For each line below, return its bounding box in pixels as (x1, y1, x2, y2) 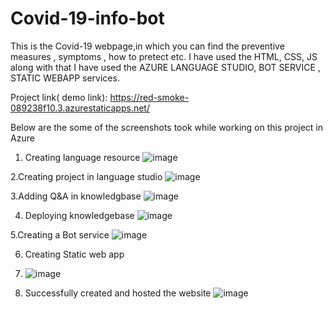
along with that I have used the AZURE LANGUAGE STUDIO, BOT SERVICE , (10, 61, 321, 73)
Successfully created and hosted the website (24, 287, 212, 299)
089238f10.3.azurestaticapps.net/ (10, 102, 150, 114)
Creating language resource (24, 151, 141, 163)
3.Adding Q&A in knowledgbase (10, 190, 142, 202)
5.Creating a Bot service (10, 228, 110, 241)
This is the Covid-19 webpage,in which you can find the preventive (10, 40, 285, 52)
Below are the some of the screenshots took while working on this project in (10, 121, 324, 133)
